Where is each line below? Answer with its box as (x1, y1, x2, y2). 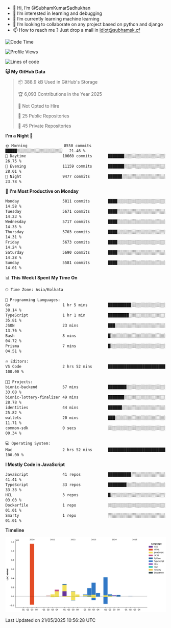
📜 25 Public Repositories (17, 113, 70, 119)
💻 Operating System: (5, 441, 51, 446)
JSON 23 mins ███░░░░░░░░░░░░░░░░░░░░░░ (5, 323, 166, 328)
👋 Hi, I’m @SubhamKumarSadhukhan (12, 5, 91, 11)
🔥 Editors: (5, 359, 29, 364)
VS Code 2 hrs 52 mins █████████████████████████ (5, 364, 166, 369)
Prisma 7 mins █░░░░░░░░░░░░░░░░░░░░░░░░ (5, 343, 166, 349)
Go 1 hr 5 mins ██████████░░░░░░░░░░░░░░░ (5, 302, 166, 308)
